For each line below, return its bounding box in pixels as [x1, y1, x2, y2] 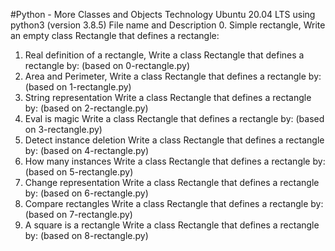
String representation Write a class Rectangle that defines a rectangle [24, 92, 312, 103]
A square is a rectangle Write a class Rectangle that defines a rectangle [24, 219, 320, 231]
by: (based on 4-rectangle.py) [24, 145, 150, 156]
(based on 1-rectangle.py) [24, 81, 132, 93]
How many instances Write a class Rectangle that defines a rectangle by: [24, 155, 326, 167]
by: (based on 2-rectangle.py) [24, 102, 149, 114]
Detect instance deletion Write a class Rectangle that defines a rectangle [24, 134, 325, 146]
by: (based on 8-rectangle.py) [24, 230, 149, 241]
